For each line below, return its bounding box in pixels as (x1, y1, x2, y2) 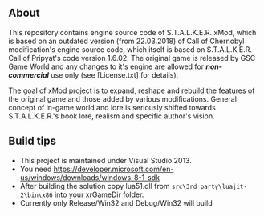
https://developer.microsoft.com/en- (53, 164, 174, 174)
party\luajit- (200, 182, 247, 190)
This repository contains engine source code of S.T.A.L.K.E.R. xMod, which (8, 27, 257, 37)
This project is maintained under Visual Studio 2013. (19, 155, 193, 165)
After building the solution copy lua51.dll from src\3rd (19, 181, 197, 190)
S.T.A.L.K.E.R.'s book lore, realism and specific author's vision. (8, 111, 215, 121)
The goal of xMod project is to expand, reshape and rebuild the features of (8, 86, 255, 95)
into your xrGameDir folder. (55, 190, 144, 199)
